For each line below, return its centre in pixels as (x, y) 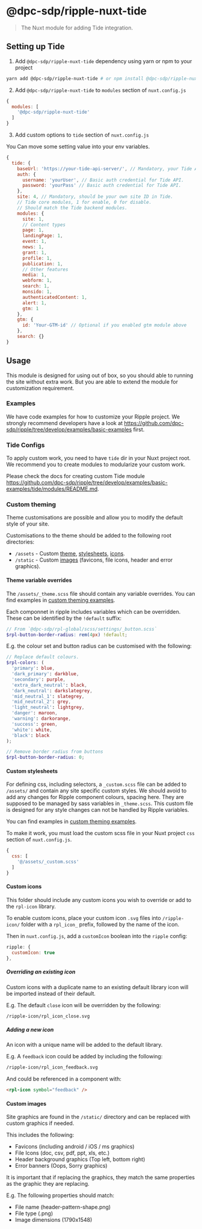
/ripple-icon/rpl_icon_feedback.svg (52, 1068)
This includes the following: (40, 1135)
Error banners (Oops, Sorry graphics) (61, 1166)
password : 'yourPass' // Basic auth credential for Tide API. (102, 185)
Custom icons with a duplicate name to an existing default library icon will (97, 987)
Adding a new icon (30, 1030)
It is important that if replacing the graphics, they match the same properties (101, 1177)
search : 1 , (36, 286)
